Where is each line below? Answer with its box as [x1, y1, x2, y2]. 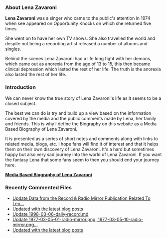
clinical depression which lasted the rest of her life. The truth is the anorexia [5, 66, 161, 72]
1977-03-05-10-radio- [98, 216, 144, 222]
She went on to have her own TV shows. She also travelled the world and [5, 35, 156, 41]
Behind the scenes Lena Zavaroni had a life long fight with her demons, [5, 56, 152, 62]
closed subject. [5, 100, 37, 106]
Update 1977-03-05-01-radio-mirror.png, [12, 216, 97, 222]
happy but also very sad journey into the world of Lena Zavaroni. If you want [5, 151, 162, 158]
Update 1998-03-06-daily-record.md [12, 211, 89, 217]
